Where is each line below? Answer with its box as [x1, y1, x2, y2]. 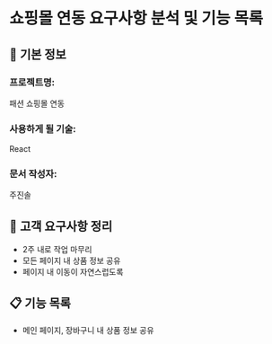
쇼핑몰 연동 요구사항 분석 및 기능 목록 [9, 8, 263, 29]
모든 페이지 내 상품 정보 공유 [22, 255, 121, 266]
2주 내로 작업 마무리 [22, 244, 92, 255]
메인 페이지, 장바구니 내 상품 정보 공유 [22, 325, 154, 336]
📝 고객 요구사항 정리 [9, 218, 113, 234]
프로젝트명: [9, 75, 56, 88]
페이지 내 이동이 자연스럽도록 [22, 267, 124, 278]
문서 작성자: [9, 168, 57, 181]
